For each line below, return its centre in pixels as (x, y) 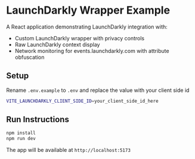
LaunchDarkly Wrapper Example (88, 10)
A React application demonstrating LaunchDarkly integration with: (87, 27)
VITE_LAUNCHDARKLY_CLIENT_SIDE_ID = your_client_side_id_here (83, 101)
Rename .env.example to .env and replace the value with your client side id (98, 90)
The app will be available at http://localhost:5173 (69, 150)
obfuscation (30, 57)
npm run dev (21, 139)
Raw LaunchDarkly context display (57, 44)
